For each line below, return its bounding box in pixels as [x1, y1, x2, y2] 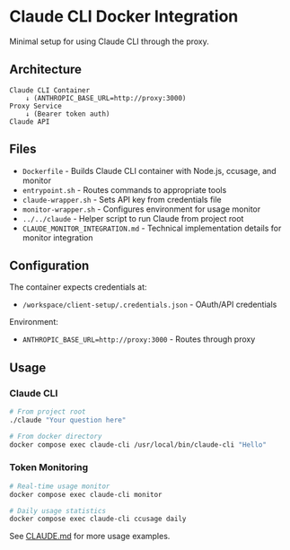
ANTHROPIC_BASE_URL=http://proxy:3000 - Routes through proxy [22, 334, 256, 345]
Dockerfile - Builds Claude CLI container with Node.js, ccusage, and [22, 165, 277, 176]
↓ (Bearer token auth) [25, 109, 110, 118]
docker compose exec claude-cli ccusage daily [9, 514, 187, 524]
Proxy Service [9, 101, 63, 110]
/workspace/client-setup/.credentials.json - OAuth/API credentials [22, 299, 277, 310]
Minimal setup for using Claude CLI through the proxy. [9, 36, 209, 47]
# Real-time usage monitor [9, 482, 110, 491]
